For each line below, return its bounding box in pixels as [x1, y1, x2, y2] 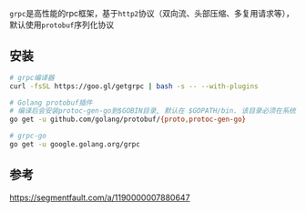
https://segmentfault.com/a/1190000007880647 [9, 192, 190, 203]
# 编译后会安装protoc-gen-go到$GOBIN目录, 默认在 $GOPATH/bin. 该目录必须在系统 [9, 106, 296, 116]
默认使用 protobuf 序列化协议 [9, 19, 115, 30]
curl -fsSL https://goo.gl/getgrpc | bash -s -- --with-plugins [9, 81, 259, 91]
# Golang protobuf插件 [9, 98, 93, 107]
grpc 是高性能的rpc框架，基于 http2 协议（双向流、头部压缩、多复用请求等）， [9, 8, 294, 18]
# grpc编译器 [9, 73, 55, 82]
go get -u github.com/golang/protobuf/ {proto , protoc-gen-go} [9, 115, 247, 125]
